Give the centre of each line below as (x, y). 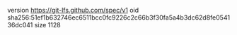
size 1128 (48, 25)
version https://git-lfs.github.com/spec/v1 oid (73, 10)
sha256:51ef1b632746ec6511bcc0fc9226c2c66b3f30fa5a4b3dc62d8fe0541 (119, 17)
